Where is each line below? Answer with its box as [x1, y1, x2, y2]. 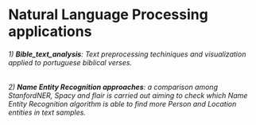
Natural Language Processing [8, 6, 208, 24]
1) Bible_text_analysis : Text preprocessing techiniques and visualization [8, 49, 246, 59]
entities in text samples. [8, 107, 86, 117]
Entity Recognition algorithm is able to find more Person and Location [8, 100, 237, 109]
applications [8, 22, 92, 41]
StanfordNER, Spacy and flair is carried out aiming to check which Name [8, 91, 248, 100]
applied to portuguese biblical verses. [8, 57, 133, 67]
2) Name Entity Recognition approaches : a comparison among [8, 82, 219, 92]
